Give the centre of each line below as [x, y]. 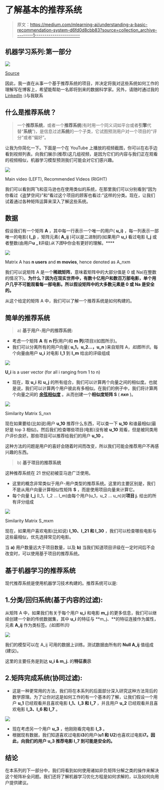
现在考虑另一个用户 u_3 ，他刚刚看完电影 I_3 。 [60, 729]
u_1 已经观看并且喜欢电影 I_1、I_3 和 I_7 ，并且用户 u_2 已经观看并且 [86, 703]
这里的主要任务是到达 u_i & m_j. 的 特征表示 [48, 661]
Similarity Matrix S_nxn [28, 414]
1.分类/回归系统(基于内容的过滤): [54, 600]
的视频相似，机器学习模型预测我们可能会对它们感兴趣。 [61, 160]
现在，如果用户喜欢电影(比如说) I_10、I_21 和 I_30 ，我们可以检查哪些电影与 [81, 531]
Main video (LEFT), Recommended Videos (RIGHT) [56, 179]
